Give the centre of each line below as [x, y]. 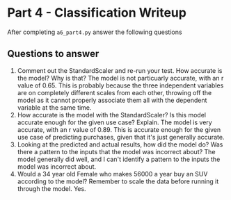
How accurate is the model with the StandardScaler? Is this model [112, 115]
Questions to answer [53, 54]
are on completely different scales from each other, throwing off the [114, 92]
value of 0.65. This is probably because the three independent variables [120, 85]
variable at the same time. [54, 107]
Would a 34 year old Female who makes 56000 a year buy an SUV [112, 174]
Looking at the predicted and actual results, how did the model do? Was [120, 144]
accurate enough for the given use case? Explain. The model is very [114, 122]
